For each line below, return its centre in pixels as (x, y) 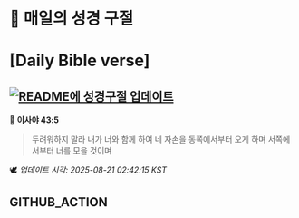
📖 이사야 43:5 (34, 120)
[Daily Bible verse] (80, 61)
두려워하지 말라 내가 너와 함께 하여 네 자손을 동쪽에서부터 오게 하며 (149, 139)
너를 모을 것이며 (84, 151)
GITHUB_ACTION (59, 202)
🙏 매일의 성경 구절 (72, 19)
